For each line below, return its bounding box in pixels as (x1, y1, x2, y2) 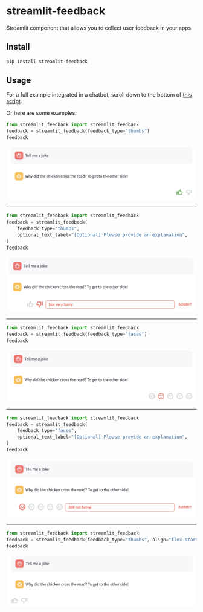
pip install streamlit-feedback (6, 59, 88, 65)
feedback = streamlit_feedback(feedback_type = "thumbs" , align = (6, 536, 169, 543)
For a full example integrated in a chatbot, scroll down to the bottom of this (6, 91, 192, 98)
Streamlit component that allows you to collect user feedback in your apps (6, 24, 192, 31)
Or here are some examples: (6, 109, 77, 117)
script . (6, 98, 22, 105)
